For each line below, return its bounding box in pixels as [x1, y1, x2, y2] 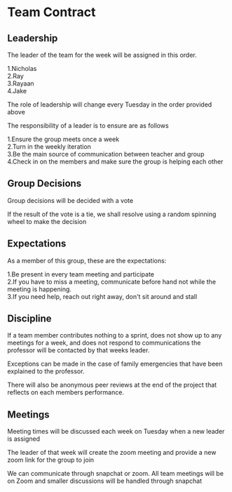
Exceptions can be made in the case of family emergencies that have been [7, 359, 223, 368]
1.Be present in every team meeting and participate [7, 270, 155, 278]
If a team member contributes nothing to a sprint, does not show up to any [7, 331, 222, 340]
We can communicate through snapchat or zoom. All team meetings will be [7, 470, 224, 478]
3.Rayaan [7, 79, 34, 88]
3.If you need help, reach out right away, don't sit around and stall [7, 292, 198, 300]
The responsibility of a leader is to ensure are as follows [7, 121, 170, 130]
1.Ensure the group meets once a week [7, 135, 120, 143]
